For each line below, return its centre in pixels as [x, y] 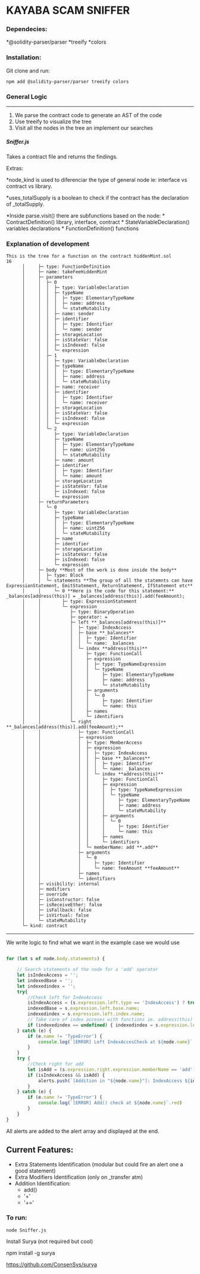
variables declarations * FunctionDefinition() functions [72, 228]
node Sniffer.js [26, 1230]
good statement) [35, 1171]
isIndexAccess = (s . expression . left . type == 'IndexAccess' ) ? [106, 1003]
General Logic [27, 96]
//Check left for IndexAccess [65, 997]
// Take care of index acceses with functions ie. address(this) [110, 1020]
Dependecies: [27, 29]
